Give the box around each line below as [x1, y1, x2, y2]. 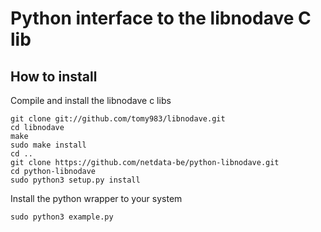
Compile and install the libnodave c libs [10, 95, 172, 106]
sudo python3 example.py [10, 212, 114, 222]
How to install [10, 68, 98, 85]
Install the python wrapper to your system [10, 193, 183, 204]
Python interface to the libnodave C [10, 7, 312, 30]
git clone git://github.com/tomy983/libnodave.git [10, 114, 226, 124]
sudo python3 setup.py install [10, 175, 141, 185]
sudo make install [10, 140, 87, 150]
